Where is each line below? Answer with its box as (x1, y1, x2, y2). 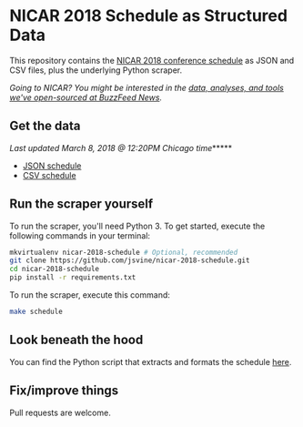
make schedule (9, 307, 64, 317)
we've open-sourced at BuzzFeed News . (9, 92, 162, 103)
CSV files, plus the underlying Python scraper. (9, 65, 183, 76)
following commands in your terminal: (9, 229, 151, 241)
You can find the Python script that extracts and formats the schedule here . (9, 356, 292, 367)
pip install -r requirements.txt (9, 273, 136, 282)
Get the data (9, 118, 81, 134)
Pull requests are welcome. (9, 407, 111, 418)
